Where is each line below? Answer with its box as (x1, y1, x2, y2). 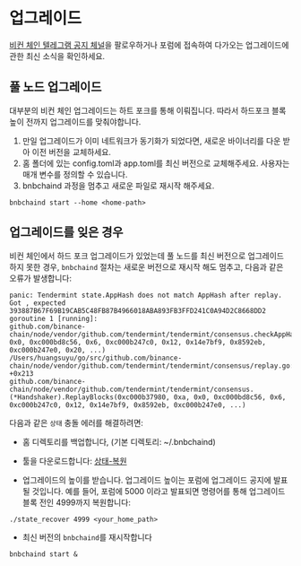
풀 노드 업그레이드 (9, 80, 102, 95)
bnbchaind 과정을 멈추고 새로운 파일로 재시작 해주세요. (21, 180, 215, 191)
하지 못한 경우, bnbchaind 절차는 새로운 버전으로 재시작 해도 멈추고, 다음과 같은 (9, 261, 284, 272)
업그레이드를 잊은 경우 (9, 225, 124, 240)
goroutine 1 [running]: (9, 314, 99, 323)
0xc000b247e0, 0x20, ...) (9, 345, 106, 354)
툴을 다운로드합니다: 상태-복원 (21, 455, 127, 466)
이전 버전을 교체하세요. (31, 146, 112, 157)
